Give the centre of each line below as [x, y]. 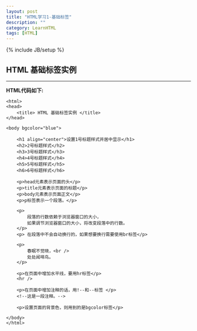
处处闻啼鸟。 [40, 257]
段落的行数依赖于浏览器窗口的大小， [64, 217]
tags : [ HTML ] [22, 33]
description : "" [26, 22]
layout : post [22, 11]
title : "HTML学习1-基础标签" [39, 17]
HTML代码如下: [25, 90]
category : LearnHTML [31, 28]
